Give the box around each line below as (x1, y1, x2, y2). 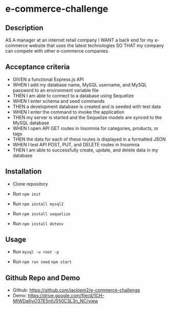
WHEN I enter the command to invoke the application (12, 108, 125, 115)
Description (5, 24, 43, 32)
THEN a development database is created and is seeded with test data (12, 103, 161, 109)
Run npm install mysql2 (12, 201, 64, 207)
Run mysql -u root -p (12, 249, 59, 255)
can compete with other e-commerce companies (5, 48, 108, 54)
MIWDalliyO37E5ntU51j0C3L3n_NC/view (12, 298, 99, 304)
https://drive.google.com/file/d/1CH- (28, 293, 105, 299)
